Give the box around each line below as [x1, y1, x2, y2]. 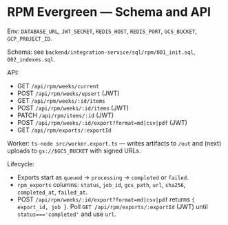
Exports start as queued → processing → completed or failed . [17, 173, 189, 182]
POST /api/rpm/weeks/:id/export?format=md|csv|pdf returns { [17, 195, 195, 204]
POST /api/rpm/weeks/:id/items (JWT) [17, 104, 129, 112]
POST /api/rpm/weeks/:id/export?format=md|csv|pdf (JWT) [17, 118, 188, 126]
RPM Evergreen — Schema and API [7, 4, 211, 20]
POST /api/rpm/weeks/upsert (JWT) [17, 89, 120, 97]
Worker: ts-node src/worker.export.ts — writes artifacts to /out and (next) [7, 139, 222, 147]
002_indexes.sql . [7, 55, 56, 63]
